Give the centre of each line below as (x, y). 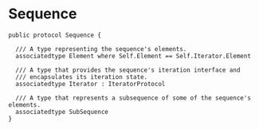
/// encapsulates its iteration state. (82, 77)
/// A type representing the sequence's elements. (101, 49)
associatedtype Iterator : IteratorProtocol (90, 84)
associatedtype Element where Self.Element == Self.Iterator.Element (133, 56)
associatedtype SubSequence (62, 112)
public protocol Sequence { (55, 35)
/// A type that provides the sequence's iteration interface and (128, 70)
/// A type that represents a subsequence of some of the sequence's (133, 98)
